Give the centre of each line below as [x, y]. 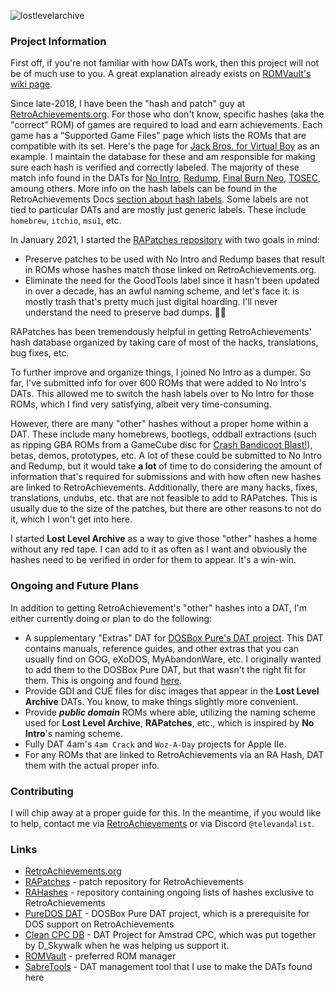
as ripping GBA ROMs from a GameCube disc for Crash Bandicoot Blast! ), [161, 445]
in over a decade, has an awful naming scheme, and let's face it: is [162, 291]
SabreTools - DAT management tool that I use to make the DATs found [168, 967]
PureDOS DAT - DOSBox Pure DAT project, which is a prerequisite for [167, 914]
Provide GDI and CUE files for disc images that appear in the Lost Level [172, 691]
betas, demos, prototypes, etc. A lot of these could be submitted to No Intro [166, 456]
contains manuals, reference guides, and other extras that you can [162, 648]
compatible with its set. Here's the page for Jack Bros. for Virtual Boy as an [165, 146]
